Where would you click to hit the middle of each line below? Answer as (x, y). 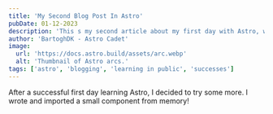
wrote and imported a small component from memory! (99, 101)
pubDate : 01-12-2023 (43, 24)
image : (19, 46)
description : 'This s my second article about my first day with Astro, (134, 31)
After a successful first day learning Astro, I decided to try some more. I (128, 92)
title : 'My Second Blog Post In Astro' (76, 16)
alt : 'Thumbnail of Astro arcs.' (72, 62)
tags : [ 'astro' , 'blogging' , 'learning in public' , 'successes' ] (121, 69)
